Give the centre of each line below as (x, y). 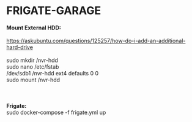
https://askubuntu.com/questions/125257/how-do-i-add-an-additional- (96, 40)
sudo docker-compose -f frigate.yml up (56, 112)
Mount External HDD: (34, 28)
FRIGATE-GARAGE (54, 11)
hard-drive (20, 47)
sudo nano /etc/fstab (33, 67)
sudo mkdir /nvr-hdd (32, 60)
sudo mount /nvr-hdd (33, 80)
